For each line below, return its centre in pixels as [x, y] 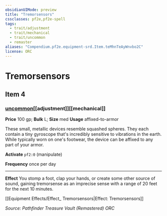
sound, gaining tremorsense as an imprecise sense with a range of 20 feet [81, 184]
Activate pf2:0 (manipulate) [34, 154]
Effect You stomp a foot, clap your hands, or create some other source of [80, 178]
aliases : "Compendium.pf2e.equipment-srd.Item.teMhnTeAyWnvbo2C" [74, 47]
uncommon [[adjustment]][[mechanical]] [55, 108]
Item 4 [15, 94]
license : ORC [19, 51]
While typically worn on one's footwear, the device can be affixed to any [79, 139]
